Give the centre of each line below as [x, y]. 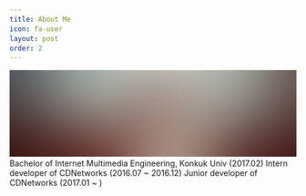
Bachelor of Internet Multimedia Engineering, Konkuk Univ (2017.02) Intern [149, 163]
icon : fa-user [36, 29]
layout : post [34, 38]
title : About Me [40, 19]
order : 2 [26, 48]
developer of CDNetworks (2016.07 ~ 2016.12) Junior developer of [133, 172]
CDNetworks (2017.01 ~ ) [56, 182]
